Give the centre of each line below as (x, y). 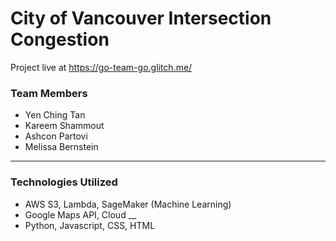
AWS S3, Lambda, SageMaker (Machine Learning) (128, 204)
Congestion (60, 39)
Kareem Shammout (64, 126)
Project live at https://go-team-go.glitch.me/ (101, 67)
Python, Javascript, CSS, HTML (90, 225)
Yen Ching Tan (55, 115)
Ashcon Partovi (56, 136)
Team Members (49, 93)
